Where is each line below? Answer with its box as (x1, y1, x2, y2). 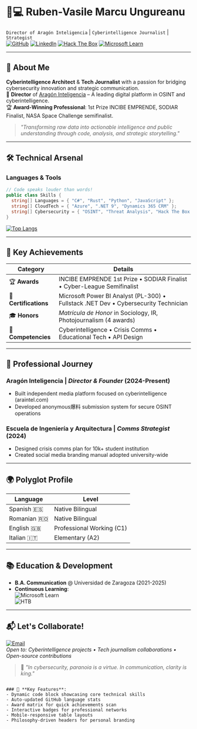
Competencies (9, 333, 51, 341)
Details (113, 265, 134, 273)
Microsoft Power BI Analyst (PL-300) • (58, 292, 166, 300)
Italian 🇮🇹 (9, 534, 38, 542)
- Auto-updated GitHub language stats (6, 697, 101, 703)
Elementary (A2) (54, 534, 100, 542)
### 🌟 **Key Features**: (6, 686, 67, 692)
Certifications (9, 299, 49, 307)
